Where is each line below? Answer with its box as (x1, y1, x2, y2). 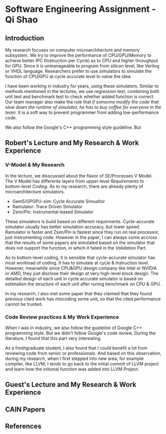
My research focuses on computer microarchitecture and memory (5, 47, 140, 53)
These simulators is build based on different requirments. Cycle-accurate (5, 218, 155, 224)
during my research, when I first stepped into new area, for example (5, 355, 144, 361)
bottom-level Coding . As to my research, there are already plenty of (5, 183, 144, 189)
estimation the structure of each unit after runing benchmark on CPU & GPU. (5, 281, 161, 287)
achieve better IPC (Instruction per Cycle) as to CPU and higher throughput (5, 58, 159, 63)
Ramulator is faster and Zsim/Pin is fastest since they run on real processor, (5, 229, 160, 235)
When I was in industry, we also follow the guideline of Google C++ (5, 325, 143, 331)
